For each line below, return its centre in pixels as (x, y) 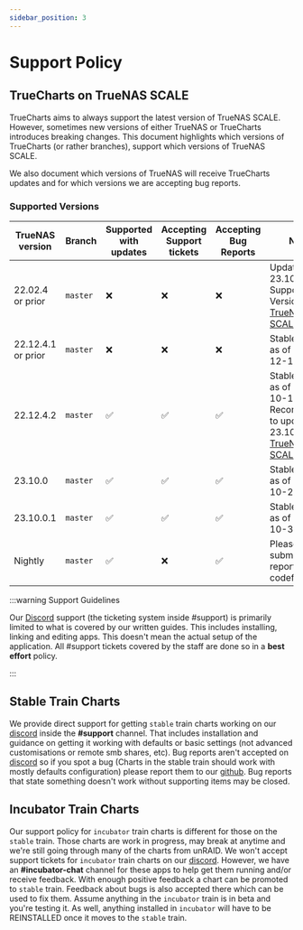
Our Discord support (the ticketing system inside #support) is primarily (141, 617)
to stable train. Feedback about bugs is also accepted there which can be (147, 888)
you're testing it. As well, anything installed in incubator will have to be (141, 907)
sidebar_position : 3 (48, 18)
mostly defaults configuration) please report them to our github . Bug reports (151, 771)
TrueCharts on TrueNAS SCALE (99, 96)
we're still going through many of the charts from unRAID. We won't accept (149, 851)
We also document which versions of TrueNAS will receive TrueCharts (140, 173)
